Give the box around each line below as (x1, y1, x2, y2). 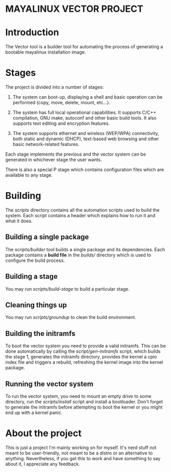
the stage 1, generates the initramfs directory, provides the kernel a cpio (5, 354, 157, 360)
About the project (5, 427, 82, 439)
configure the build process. (5, 257, 65, 263)
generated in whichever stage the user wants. (5, 157, 102, 163)
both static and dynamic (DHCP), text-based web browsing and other (12, 136, 159, 142)
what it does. (5, 218, 33, 224)
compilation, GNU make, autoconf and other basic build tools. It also (12, 115, 157, 121)
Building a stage (5, 272, 58, 281)
